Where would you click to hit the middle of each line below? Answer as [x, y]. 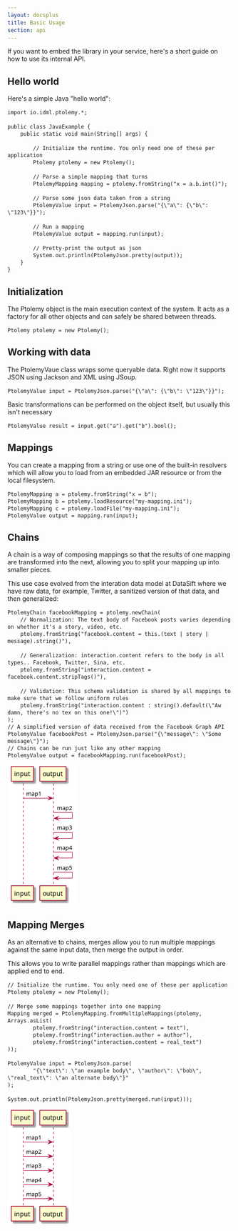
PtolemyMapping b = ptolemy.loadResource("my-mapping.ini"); [100, 501]
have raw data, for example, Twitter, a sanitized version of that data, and [113, 591]
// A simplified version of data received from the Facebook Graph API [116, 727]
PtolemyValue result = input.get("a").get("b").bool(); [92, 426]
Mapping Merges [46, 925]
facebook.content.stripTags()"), [57, 677]
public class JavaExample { [49, 127]
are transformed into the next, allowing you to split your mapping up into [113, 562]
